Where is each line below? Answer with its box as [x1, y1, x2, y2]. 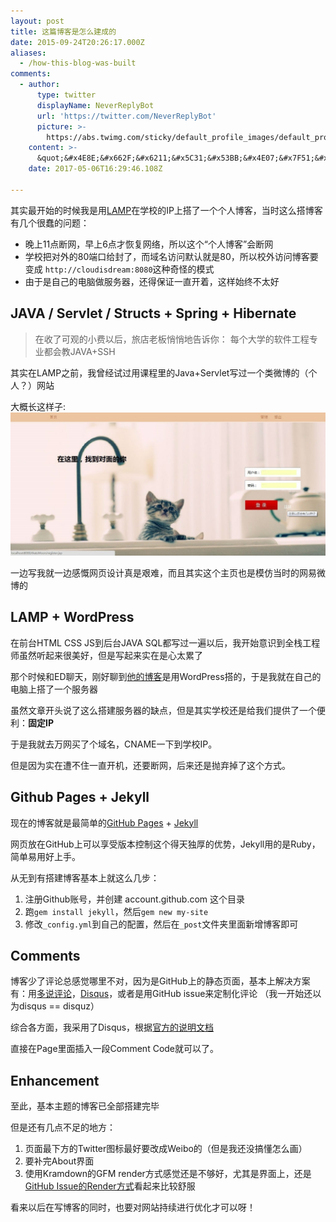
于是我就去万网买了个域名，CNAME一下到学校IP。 [10, 738, 218, 750]
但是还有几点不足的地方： [10, 1121, 116, 1134]
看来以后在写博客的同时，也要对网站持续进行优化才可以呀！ [10, 1201, 256, 1214]
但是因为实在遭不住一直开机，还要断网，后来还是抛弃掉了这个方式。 [10, 759, 291, 771]
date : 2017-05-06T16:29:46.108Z [28, 164, 163, 174]
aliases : [10, 48, 47, 58]
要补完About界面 [24, 1155, 95, 1167]
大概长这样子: [10, 400, 67, 412]
